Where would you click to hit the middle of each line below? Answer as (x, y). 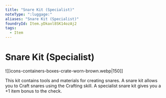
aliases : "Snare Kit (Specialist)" (42, 19)
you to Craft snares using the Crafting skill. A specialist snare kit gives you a (83, 86)
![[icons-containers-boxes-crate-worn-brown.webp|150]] (64, 71)
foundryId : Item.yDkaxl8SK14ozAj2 (41, 24)
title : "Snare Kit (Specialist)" (40, 10)
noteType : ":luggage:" (29, 14)
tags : (11, 28)
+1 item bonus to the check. (34, 91)
